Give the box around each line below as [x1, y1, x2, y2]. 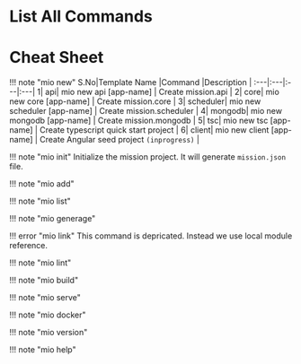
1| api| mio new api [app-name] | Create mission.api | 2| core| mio [37, 87, 280, 98]
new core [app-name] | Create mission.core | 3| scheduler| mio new [9, 96, 261, 107]
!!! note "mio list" [9, 195, 72, 207]
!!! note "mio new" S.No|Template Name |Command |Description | [9, 77, 252, 88]
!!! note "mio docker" [9, 309, 87, 320]
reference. [9, 240, 48, 251]
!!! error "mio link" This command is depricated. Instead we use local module [9, 230, 293, 241]
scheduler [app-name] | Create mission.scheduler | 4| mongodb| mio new [9, 106, 283, 117]
